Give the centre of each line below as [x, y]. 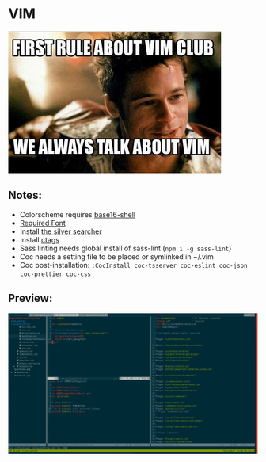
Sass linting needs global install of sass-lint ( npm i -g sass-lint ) [125, 248]
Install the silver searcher [61, 231]
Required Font [42, 223]
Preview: [30, 298]
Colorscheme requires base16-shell [78, 214]
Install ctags [39, 239]
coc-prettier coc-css [55, 274]
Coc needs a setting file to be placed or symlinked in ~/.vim [116, 256]
